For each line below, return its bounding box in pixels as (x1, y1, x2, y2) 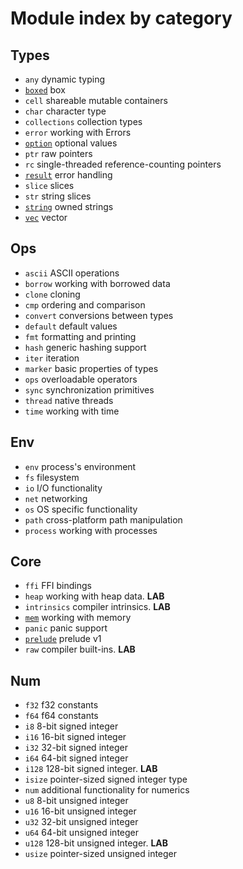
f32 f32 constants (24, 699, 99, 711)
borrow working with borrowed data (24, 277, 171, 289)
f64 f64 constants (24, 710, 99, 722)
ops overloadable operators (24, 373, 138, 385)
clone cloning (24, 288, 81, 300)
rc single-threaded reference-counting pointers (24, 158, 222, 170)
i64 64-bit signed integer (24, 752, 129, 764)
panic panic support (24, 622, 108, 634)
